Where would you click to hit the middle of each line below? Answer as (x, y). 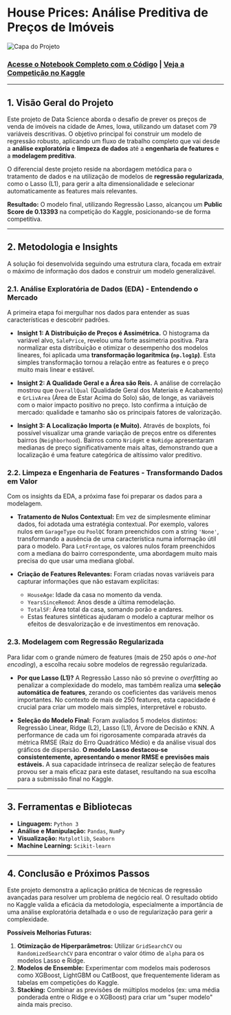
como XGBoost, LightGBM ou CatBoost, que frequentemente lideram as (118, 975)
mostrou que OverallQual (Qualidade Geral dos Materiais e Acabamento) (120, 390)
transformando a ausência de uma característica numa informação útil (117, 539)
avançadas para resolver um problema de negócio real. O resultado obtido (112, 897)
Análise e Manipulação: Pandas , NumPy (71, 830)
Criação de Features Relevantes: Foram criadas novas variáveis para (115, 574)
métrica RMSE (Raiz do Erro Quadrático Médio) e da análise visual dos (117, 742)
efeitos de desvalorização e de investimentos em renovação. (113, 624)
